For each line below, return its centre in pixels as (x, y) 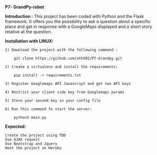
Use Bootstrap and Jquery (31, 144)
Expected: (16, 127)
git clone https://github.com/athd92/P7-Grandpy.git (68, 58)
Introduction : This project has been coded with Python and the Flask (75, 16)
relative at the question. (29, 32)
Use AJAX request (23, 140)
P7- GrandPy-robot (25, 7)
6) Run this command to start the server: (48, 109)
